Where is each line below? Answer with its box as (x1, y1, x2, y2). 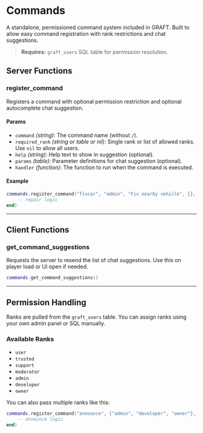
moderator (14, 369, 40, 375)
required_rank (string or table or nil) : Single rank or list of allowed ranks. (14, 137, 195, 145)
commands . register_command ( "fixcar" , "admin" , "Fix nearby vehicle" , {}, (6, 191, 196, 197)
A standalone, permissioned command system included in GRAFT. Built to (6, 24, 190, 31)
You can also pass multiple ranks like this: (6, 399, 111, 406)
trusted (14, 356, 34, 362)
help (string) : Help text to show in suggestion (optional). (14, 151, 154, 158)
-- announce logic (17, 416, 63, 423)
